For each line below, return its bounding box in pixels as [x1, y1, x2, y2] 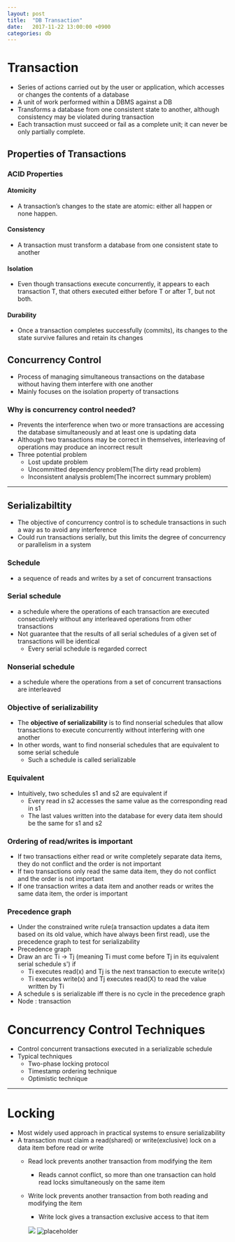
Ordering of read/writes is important [7, 836, 133, 846]
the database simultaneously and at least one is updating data [17, 428, 197, 437]
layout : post [7, 10, 45, 17]
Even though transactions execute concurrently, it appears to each [17, 280, 210, 288]
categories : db [7, 29, 52, 37]
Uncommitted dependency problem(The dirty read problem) [27, 465, 201, 474]
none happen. [17, 209, 58, 218]
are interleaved [17, 685, 62, 693]
